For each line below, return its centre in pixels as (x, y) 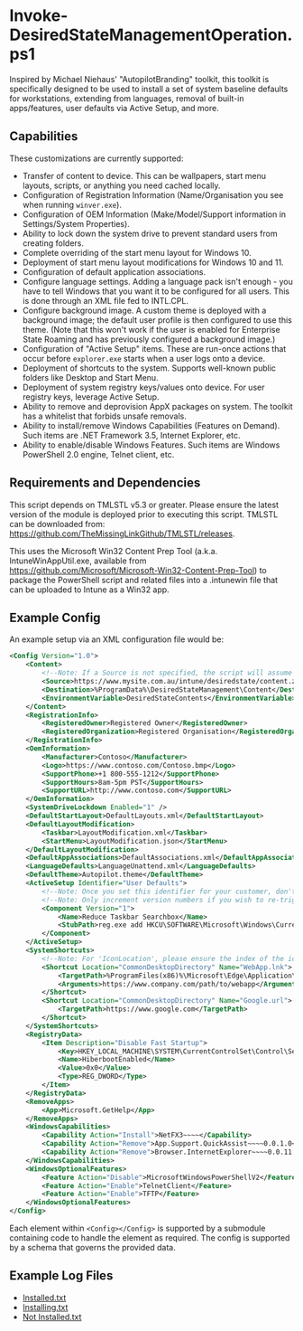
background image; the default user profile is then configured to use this (157, 320)
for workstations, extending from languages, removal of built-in (127, 98)
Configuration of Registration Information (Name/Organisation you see (153, 194)
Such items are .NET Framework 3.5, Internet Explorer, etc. (131, 435)
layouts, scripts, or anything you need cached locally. (121, 185)
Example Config (55, 617)
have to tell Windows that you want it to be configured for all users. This (156, 291)
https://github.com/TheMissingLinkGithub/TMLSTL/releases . (122, 533)
